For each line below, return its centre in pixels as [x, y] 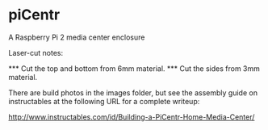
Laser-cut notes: [36, 52]
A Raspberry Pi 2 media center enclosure [77, 37]
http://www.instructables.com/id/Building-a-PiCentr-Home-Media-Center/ [132, 117]
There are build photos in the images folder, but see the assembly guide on [133, 92]
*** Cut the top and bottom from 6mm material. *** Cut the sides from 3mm [134, 68]
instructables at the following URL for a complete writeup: [104, 101]
